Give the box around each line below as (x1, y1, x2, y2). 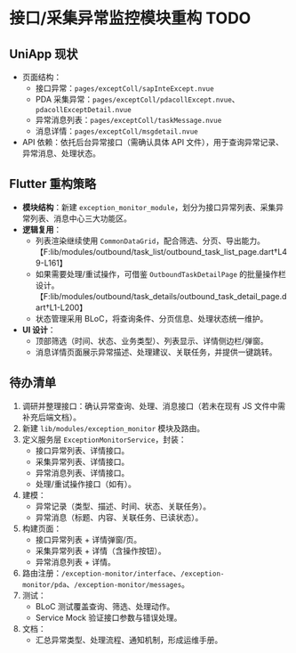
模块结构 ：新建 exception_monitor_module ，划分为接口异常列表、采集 (21, 201, 276, 212)
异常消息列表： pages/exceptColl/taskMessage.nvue (35, 115, 222, 125)
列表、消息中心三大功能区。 (29, 213, 132, 224)
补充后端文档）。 (21, 412, 82, 422)
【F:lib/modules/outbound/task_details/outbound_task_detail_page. (35, 290, 283, 301)
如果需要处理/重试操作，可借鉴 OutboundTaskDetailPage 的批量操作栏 (35, 268, 287, 279)
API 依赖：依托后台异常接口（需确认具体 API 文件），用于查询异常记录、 (21, 137, 284, 147)
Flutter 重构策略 (9, 176, 97, 192)
